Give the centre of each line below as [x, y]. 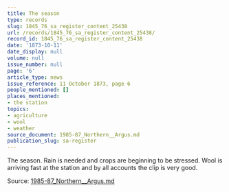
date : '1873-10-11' [35, 45]
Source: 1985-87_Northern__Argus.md [61, 181]
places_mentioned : [33, 97]
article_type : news [35, 77]
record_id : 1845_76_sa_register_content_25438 [75, 39]
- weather [21, 128]
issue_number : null [35, 64]
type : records [28, 20]
